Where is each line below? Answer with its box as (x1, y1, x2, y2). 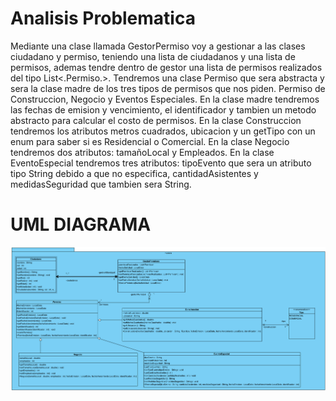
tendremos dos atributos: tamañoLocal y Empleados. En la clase (10, 146, 275, 158)
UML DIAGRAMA (10, 213, 152, 236)
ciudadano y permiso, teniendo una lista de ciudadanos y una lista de (10, 50, 296, 62)
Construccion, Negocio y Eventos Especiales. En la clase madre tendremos (10, 93, 320, 105)
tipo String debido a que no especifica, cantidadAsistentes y (10, 167, 259, 179)
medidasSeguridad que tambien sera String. (10, 178, 192, 190)
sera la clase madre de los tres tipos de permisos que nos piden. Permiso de (10, 82, 326, 94)
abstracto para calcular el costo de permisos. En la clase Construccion (10, 114, 302, 126)
